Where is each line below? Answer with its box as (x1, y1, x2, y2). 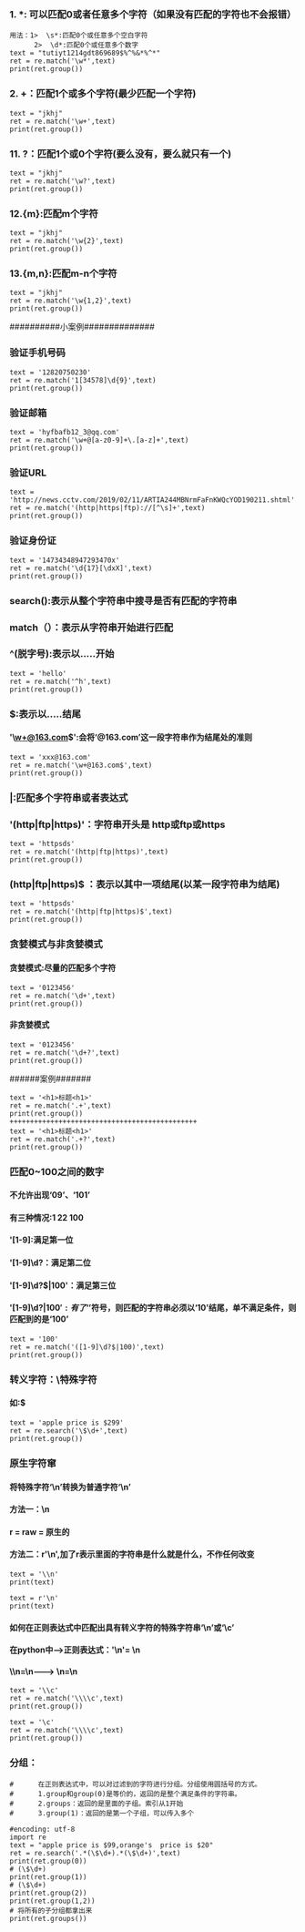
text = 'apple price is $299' (9, 1418, 125, 1427)
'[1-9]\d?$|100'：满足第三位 (9, 1280, 117, 1291)
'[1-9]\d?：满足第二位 (9, 1257, 91, 1268)
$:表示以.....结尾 (9, 708, 82, 721)
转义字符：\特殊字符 (9, 1373, 97, 1385)
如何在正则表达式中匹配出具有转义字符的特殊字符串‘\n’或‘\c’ (9, 1621, 235, 1632)
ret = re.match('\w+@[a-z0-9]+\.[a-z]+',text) (9, 435, 189, 445)
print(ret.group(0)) (9, 1856, 88, 1866)
